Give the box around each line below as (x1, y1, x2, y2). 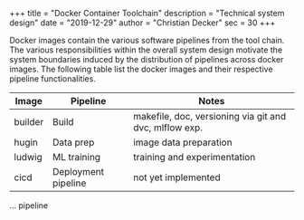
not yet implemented (132, 171, 221, 184)
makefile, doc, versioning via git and (132, 110, 287, 122)
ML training (52, 151, 101, 163)
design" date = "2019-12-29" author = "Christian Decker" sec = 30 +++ (9, 17, 276, 28)
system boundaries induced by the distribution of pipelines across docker (9, 54, 284, 64)
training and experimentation (132, 151, 256, 163)
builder (14, 116, 44, 128)
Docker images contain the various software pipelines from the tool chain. (9, 35, 285, 45)
